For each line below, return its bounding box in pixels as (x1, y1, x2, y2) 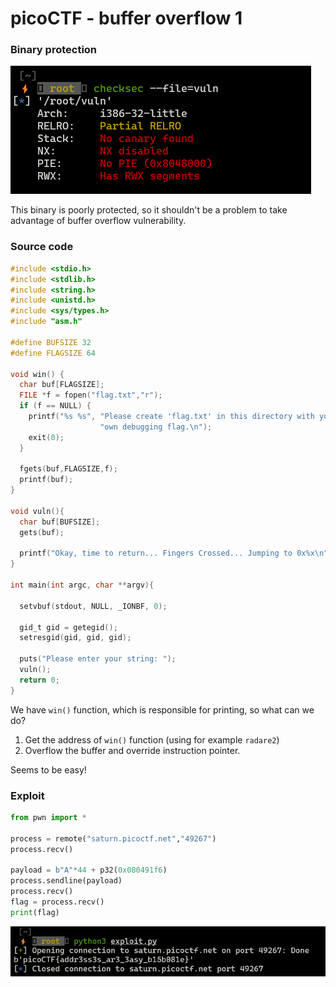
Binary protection (10, 43, 98, 57)
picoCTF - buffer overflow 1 (10, 7, 243, 30)
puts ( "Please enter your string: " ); (19, 654, 177, 664)
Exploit (10, 788, 45, 802)
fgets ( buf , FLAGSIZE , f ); (19, 464, 118, 474)
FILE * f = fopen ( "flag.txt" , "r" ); (19, 390, 163, 401)
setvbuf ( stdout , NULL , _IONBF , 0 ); (19, 601, 168, 611)
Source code (10, 240, 74, 254)
